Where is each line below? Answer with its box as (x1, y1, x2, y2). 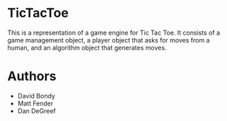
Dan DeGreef (17, 106, 57, 115)
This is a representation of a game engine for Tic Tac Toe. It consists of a (7, 28, 221, 37)
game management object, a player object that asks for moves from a (7, 35, 210, 44)
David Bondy (17, 91, 55, 100)
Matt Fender (17, 99, 54, 108)
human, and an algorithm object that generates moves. (7, 43, 167, 52)
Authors (7, 69, 57, 84)
